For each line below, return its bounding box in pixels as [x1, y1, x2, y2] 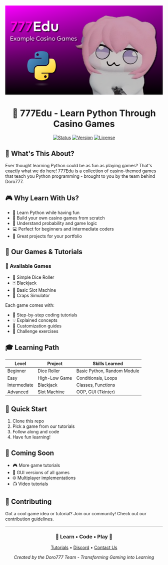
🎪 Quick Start [5, 405, 47, 413]
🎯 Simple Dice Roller [12, 274, 54, 280]
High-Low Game [37, 375, 72, 381]
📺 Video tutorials [12, 481, 48, 487]
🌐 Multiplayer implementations [12, 475, 76, 481]
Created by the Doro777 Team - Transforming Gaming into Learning [13, 554, 154, 560]
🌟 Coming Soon [5, 448, 54, 457]
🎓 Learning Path [5, 344, 59, 352]
